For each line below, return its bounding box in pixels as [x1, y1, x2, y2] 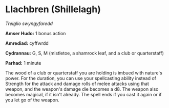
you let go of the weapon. [5, 97, 60, 103]
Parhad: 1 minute [5, 60, 41, 66]
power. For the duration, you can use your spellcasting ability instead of [5, 75, 157, 81]
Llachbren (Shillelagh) [5, 4, 101, 15]
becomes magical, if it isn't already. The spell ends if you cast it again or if [5, 91, 162, 97]
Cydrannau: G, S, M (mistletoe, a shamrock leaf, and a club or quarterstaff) [5, 50, 164, 56]
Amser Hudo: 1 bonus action [5, 30, 66, 36]
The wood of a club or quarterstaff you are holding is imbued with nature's [5, 70, 162, 76]
